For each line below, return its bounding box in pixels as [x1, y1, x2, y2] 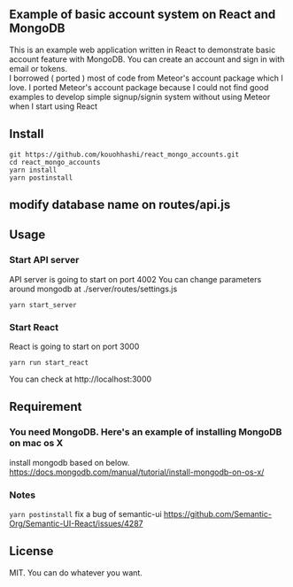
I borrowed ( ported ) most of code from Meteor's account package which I [9, 73, 283, 83]
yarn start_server [9, 300, 77, 309]
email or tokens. [9, 63, 68, 73]
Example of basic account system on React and [9, 7, 276, 22]
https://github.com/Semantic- [163, 508, 273, 519]
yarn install [9, 166, 58, 174]
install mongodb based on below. [9, 457, 130, 467]
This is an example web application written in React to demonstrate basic [9, 44, 276, 55]
